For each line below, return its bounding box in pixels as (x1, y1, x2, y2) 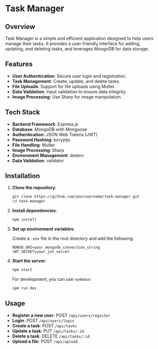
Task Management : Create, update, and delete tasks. (12, 78, 120, 84)
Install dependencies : (12, 208, 57, 214)
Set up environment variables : (12, 226, 75, 232)
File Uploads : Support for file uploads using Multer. (12, 83, 116, 89)
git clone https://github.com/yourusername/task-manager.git (12, 194, 140, 199)
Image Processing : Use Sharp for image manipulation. (12, 94, 122, 100)
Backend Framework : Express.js (12, 121, 78, 127)
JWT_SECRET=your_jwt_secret (12, 249, 69, 254)
